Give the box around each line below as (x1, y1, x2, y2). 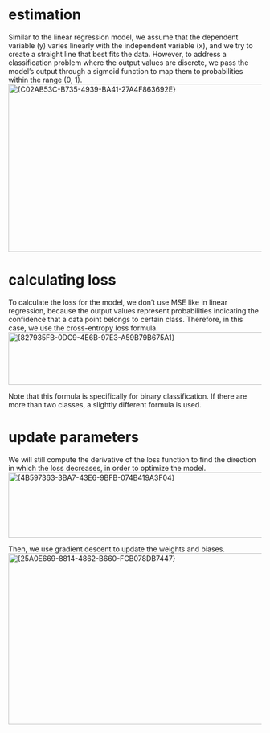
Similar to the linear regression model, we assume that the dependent (8, 32, 239, 42)
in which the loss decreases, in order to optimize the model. (8, 463, 207, 473)
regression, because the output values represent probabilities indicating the (8, 305, 260, 315)
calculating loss (8, 271, 117, 289)
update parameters (8, 428, 139, 447)
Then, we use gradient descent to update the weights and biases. (8, 544, 225, 554)
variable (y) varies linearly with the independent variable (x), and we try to (8, 40, 253, 50)
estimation (8, 6, 82, 24)
